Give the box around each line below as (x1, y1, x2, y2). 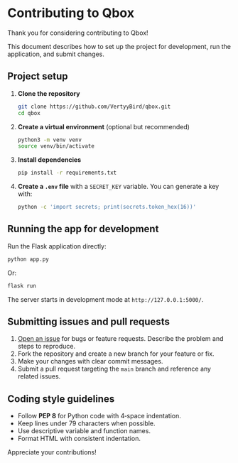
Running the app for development (7, 223, 159, 235)
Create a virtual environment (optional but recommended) (17, 122, 190, 131)
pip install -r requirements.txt (17, 169, 117, 177)
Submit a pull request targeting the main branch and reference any (17, 364, 212, 374)
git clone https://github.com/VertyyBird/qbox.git (17, 103, 171, 110)
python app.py (7, 256, 50, 263)
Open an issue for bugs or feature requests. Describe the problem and (17, 334, 224, 343)
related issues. (17, 372, 61, 381)
